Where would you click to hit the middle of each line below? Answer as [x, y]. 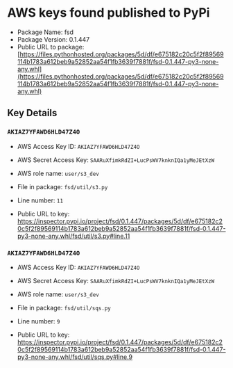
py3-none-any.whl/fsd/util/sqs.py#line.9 [75, 357]
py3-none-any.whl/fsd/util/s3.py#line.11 [74, 236]
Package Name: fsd [45, 32]
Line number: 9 [38, 321]
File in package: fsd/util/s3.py [62, 186]
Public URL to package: [51, 47]
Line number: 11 [40, 200]
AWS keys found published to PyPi [109, 13]
